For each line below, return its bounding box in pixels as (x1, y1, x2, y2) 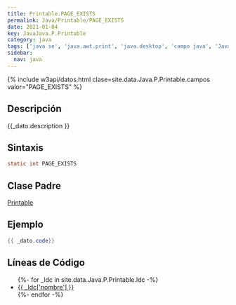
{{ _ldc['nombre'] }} (17, 283, 74, 291)
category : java (7, 36, 52, 43)
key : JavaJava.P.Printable (7, 29, 86, 37)
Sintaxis (7, 142, 44, 154)
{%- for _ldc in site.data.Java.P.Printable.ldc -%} (17, 275, 159, 284)
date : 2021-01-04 (7, 23, 58, 30)
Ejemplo (7, 219, 44, 231)
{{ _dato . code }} (7, 237, 55, 244)
